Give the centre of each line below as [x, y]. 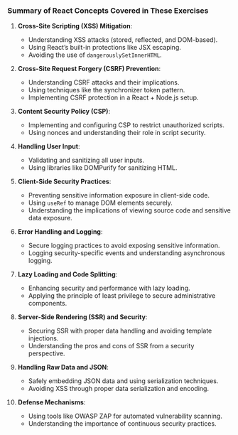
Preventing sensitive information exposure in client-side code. [119, 195]
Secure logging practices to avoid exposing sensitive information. [124, 246]
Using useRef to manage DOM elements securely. [100, 203]
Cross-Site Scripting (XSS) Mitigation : [75, 26]
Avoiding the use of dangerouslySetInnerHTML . [95, 55]
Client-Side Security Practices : [64, 182]
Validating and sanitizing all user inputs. [86, 160]
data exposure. [50, 218]
